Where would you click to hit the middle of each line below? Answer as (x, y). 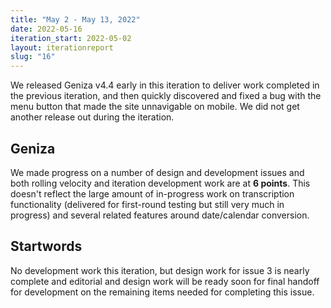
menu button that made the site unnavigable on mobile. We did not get (155, 107)
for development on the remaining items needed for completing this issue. (162, 292)
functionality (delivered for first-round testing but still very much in (147, 204)
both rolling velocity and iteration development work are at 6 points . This (160, 183)
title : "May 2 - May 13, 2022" (75, 19)
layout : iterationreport (62, 47)
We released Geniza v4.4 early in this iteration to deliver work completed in (165, 85)
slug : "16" (33, 57)
